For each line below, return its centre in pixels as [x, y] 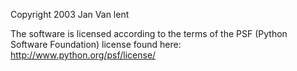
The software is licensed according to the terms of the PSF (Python [149, 33]
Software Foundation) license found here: [96, 44]
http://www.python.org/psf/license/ [83, 55]
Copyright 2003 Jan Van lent [70, 14]
